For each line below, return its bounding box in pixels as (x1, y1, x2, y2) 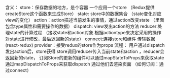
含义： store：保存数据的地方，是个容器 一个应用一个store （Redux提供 (5, 5, 155, 10)
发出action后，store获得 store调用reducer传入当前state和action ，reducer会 (5, 48, 165, 54)
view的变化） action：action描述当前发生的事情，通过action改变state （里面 (5, 17, 164, 23)
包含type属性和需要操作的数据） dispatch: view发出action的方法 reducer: (5, 23, 158, 29)
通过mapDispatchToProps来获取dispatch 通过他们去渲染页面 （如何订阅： (5, 61, 160, 67)
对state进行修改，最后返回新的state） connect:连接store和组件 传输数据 (5, 36, 156, 42)
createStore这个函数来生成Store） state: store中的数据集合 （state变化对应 (5, 11, 162, 17)
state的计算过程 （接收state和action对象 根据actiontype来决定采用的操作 (9, 30, 161, 35)
